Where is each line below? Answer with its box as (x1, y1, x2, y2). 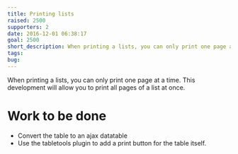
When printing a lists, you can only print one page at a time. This (7, 76, 195, 84)
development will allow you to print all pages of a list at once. (7, 83, 186, 92)
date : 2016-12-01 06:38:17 (7, 30, 87, 37)
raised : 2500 (7, 17, 46, 24)
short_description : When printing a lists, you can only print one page (7, 43, 227, 50)
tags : (7, 50, 23, 57)
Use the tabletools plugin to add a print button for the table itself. (17, 138, 207, 147)
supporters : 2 (7, 23, 50, 30)
